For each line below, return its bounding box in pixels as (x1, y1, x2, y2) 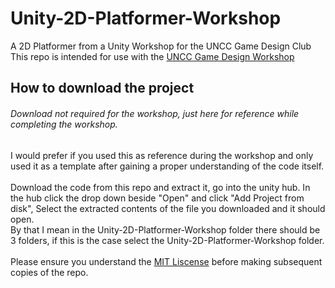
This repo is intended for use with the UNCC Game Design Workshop (10, 50, 295, 62)
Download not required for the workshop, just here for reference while (10, 107, 300, 119)
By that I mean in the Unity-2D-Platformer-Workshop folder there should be (10, 223, 321, 236)
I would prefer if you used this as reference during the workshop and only (10, 149, 314, 161)
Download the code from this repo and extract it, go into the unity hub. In (10, 181, 311, 193)
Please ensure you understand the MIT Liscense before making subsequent (10, 255, 323, 267)
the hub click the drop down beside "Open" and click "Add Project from (10, 192, 305, 204)
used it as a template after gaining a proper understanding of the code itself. (10, 160, 325, 172)
